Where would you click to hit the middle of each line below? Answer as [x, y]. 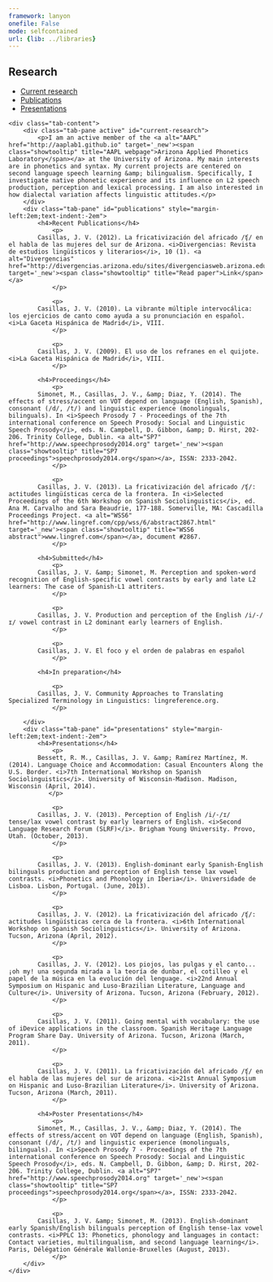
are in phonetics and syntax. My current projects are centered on [125, 167]
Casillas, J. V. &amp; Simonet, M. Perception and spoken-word [147, 573]
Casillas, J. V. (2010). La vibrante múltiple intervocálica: [145, 309]
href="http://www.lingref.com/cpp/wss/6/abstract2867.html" [113, 523]
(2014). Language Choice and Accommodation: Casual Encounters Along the [136, 765]
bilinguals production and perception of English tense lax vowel [123, 872]
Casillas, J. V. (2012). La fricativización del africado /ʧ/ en [151, 238]
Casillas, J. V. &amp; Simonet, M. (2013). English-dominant [143, 1221]
